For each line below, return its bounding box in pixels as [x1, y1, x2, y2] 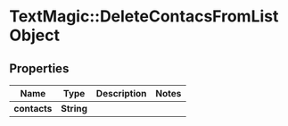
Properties [9, 61, 70, 76]
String [61, 103, 87, 114]
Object [9, 25, 61, 46]
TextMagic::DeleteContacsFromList [9, 6, 279, 27]
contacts [13, 103, 53, 114]
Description [95, 88, 147, 99]
